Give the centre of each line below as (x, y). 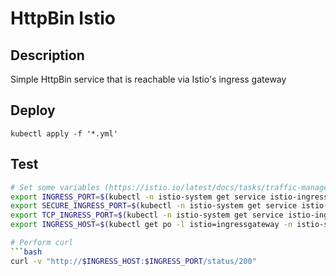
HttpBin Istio (63, 18)
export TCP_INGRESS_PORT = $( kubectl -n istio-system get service (147, 215)
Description (47, 55)
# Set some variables (55, 187)
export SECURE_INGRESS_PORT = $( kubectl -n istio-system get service (154, 206)
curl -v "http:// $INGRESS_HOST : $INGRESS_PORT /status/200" (133, 261)
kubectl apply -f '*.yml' (64, 133)
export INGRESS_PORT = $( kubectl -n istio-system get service (138, 197)
